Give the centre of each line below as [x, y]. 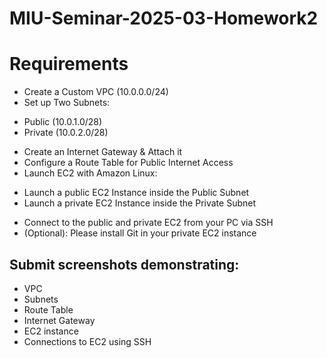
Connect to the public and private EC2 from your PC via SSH [148, 223]
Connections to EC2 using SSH [87, 341]
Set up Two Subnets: [67, 103]
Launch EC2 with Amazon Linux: [90, 173]
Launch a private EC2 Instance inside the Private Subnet [139, 203]
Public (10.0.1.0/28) [63, 122]
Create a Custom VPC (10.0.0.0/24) [96, 92]
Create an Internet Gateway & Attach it [103, 152]
